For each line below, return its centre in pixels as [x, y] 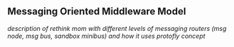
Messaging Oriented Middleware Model [97, 12]
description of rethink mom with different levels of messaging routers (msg [117, 28]
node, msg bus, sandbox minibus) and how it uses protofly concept [106, 36]
